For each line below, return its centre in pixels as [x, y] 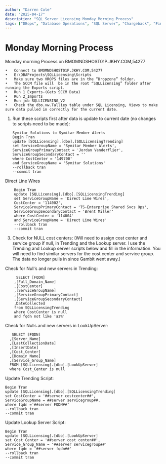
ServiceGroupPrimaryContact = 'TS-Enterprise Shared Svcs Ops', [82, 207]
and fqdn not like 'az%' [40, 316]
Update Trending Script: [30, 379]
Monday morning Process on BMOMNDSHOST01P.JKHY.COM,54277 [75, 62]
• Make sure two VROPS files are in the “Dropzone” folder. [70, 79]
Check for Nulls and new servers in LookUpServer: [57, 326]
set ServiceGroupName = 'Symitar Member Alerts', [64, 146]
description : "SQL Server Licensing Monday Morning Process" [69, 19]
